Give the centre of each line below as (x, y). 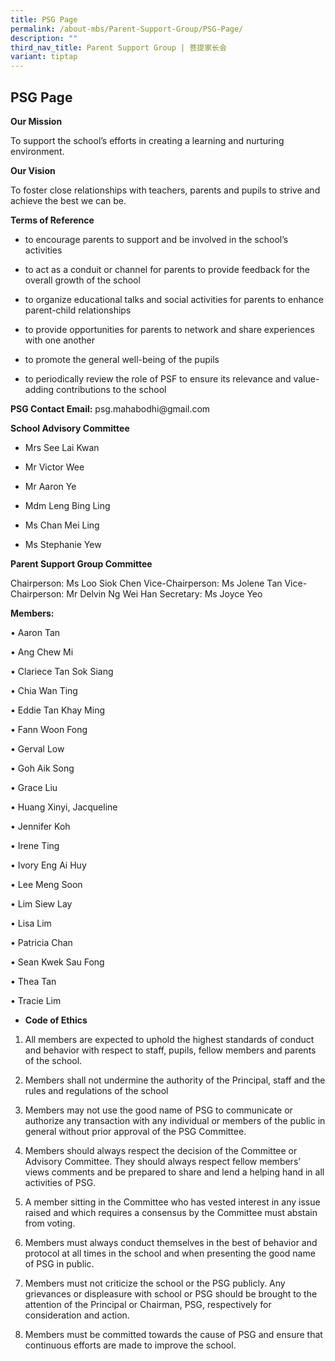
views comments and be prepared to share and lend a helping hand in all (174, 1172)
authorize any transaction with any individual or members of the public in (175, 1120)
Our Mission (36, 121)
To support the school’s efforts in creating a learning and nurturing (147, 140)
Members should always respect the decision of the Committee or (161, 1150)
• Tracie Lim (36, 1000)
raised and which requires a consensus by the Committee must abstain (171, 1212)
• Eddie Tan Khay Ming (57, 710)
